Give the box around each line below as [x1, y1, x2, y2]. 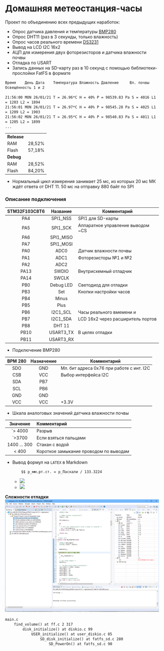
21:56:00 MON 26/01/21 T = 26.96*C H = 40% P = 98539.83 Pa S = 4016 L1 [5, 95, 156, 100]
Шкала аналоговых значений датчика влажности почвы [12, 410, 129, 416]
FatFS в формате [36, 70, 71, 76]
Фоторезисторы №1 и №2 [78, 255, 132, 261]
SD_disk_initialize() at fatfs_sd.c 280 [40, 637, 123, 642]
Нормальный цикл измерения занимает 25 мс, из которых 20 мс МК [12, 179, 156, 184]
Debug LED [50, 282, 73, 288]
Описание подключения [5, 196, 66, 203]
